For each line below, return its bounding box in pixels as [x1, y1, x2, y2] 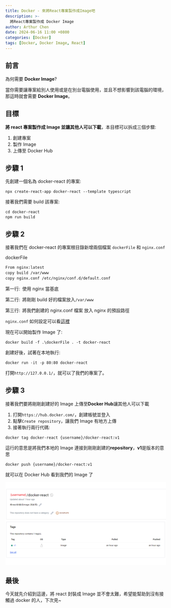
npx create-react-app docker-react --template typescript [5, 189, 131, 194]
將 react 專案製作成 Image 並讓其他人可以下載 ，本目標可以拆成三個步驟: [5, 124, 157, 130]
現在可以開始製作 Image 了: [5, 329, 63, 335]
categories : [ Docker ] [5, 35, 52, 40]
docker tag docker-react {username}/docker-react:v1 [5, 435, 120, 440]
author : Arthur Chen [5, 24, 50, 30]
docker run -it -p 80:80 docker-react [5, 360, 88, 365]
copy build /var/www [5, 270, 50, 275]
